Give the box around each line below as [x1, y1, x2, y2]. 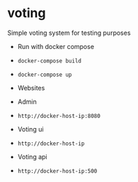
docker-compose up [17, 71, 72, 78]
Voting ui [17, 124, 44, 133]
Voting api [17, 152, 47, 161]
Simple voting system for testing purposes [7, 28, 131, 37]
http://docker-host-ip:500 [17, 167, 98, 175]
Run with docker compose [17, 42, 94, 50]
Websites [17, 83, 45, 92]
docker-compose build [17, 57, 81, 65]
